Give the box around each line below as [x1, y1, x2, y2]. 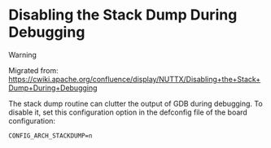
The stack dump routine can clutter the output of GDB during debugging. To [8, 98, 263, 108]
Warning [8, 50, 37, 59]
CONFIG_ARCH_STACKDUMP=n [8, 132, 93, 140]
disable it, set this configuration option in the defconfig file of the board [8, 107, 248, 117]
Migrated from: [8, 65, 59, 75]
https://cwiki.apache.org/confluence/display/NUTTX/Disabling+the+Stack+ [8, 74, 261, 84]
